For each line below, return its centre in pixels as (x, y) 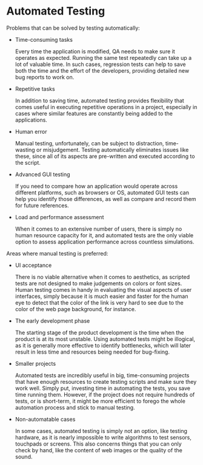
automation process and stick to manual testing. (75, 407)
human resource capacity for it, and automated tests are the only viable (104, 235)
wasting (25, 150)
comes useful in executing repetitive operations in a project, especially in (106, 107)
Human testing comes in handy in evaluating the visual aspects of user (103, 289)
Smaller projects (35, 363)
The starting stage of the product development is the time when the (99, 332)
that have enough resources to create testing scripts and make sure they (106, 381)
